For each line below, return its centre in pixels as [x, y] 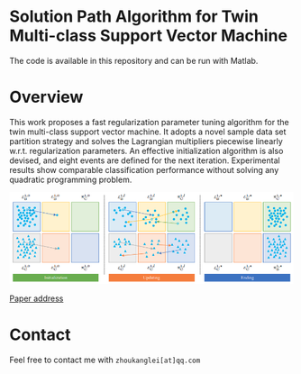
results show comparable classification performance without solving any [144, 169]
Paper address [36, 298]
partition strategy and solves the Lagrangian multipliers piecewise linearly [146, 141]
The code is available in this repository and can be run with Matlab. [134, 60]
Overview [46, 97]
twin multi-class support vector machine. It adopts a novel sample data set [148, 132]
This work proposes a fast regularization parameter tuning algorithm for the [150, 122]
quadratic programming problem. [71, 179]
